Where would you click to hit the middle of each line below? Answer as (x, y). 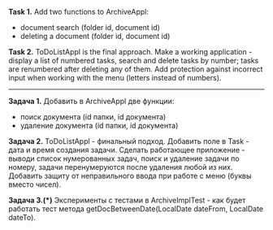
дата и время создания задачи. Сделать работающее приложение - (127, 150)
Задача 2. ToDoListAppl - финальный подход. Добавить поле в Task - (129, 141)
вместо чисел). (35, 184)
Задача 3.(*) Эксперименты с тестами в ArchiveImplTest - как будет (127, 200)
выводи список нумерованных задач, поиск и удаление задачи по (124, 158)
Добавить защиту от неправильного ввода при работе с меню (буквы (130, 176)
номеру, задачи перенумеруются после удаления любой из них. (121, 167)
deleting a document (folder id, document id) (95, 36)
